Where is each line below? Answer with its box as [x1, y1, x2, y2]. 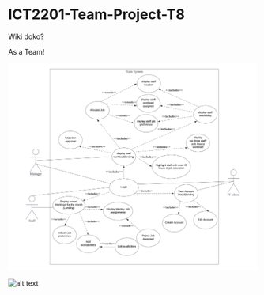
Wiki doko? [8, 32, 45, 41]
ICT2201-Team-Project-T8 [8, 6, 186, 24]
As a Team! [8, 47, 45, 56]
